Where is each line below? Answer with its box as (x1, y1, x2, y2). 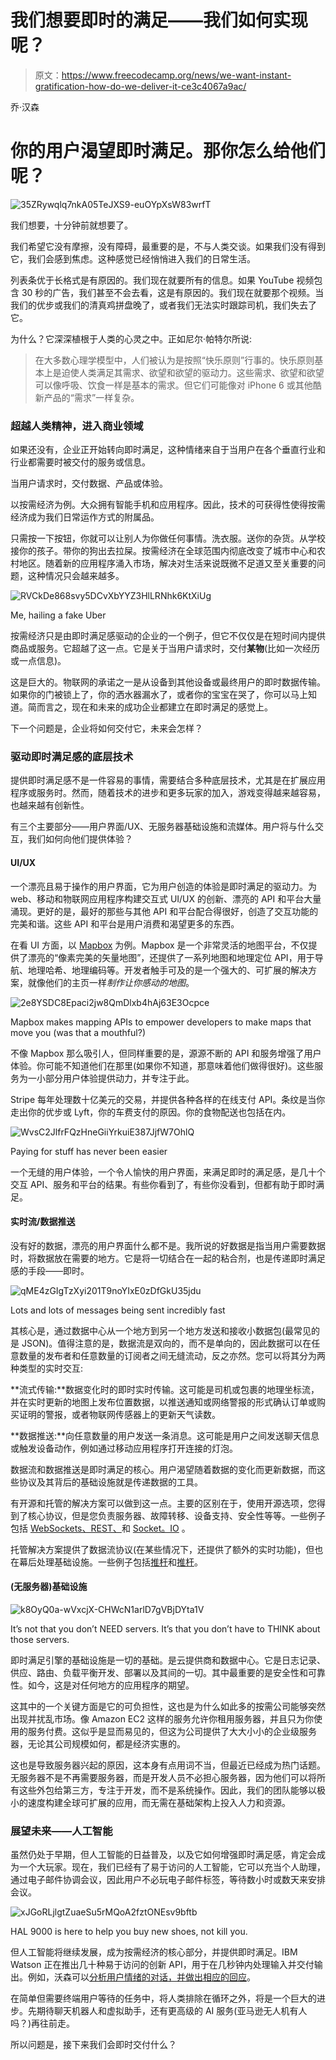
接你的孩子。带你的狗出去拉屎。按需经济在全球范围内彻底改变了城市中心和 (10, 545, 317, 557)
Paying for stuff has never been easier (10, 1145, 168, 1157)
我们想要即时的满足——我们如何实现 (10, 9, 309, 32)
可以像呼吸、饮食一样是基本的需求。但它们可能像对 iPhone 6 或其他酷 (34, 379, 322, 391)
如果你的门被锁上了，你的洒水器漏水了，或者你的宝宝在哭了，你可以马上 (10, 689, 308, 701)
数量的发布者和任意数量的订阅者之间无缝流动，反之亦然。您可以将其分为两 (18, 1349, 326, 1361)
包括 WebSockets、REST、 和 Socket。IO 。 (10, 1522, 191, 1534)
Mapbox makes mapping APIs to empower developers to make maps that (10, 1016, 312, 1028)
